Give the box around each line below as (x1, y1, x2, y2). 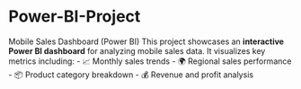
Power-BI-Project (8, 6, 141, 27)
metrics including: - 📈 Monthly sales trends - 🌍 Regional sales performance (8, 56, 292, 67)
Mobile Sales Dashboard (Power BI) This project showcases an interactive (8, 36, 285, 47)
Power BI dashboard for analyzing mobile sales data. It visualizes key (8, 45, 266, 56)
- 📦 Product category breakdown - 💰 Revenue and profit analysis (8, 69, 253, 80)
